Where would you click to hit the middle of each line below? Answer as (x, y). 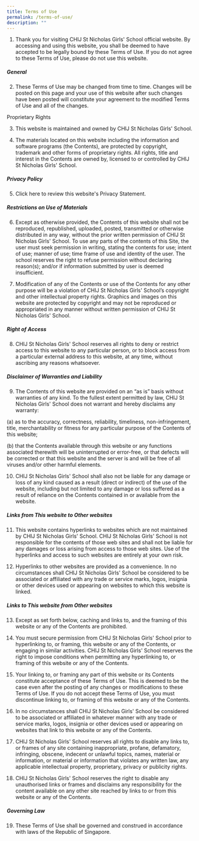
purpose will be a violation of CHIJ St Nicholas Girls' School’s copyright (102, 290)
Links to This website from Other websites (60, 605)
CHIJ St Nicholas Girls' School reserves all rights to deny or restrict (97, 344)
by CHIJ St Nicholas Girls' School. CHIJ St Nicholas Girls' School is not (101, 536)
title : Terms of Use (32, 12)
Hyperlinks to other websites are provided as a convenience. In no (96, 567)
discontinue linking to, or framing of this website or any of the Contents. (103, 700)
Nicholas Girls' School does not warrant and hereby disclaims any (95, 404)
